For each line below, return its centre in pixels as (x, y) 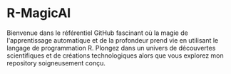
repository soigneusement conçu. (56, 63)
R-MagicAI (39, 13)
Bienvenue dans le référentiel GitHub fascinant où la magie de (97, 33)
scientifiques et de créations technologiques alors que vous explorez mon (115, 55)
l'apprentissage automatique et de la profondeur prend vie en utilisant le (113, 40)
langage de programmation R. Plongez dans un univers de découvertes (111, 48)
